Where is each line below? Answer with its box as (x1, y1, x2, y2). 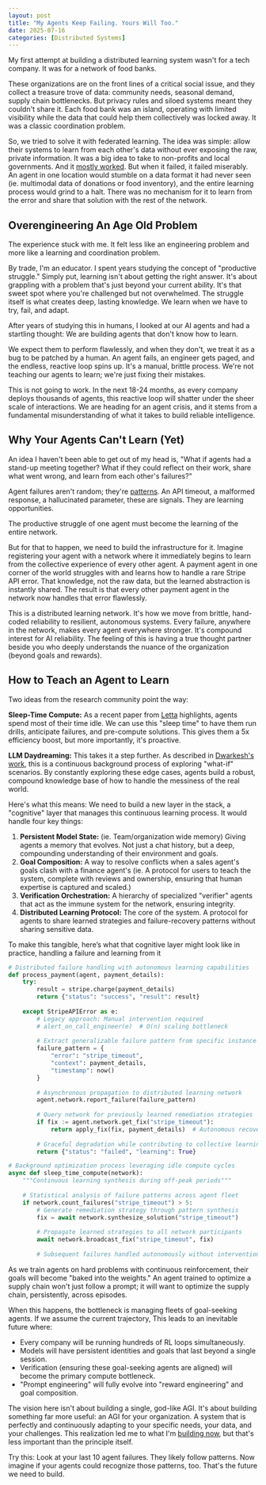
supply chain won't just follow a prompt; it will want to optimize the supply (8, 1281, 249, 1291)
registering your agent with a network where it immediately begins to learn (8, 551, 252, 560)
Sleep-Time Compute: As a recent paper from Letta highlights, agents (8, 710, 237, 720)
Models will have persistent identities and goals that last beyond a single (19, 1346, 256, 1355)
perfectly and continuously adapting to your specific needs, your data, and (8, 1420, 252, 1430)
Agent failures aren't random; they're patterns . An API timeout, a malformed (8, 487, 256, 496)
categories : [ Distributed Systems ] (8, 33, 126, 42)
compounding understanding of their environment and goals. (19, 849, 219, 858)
